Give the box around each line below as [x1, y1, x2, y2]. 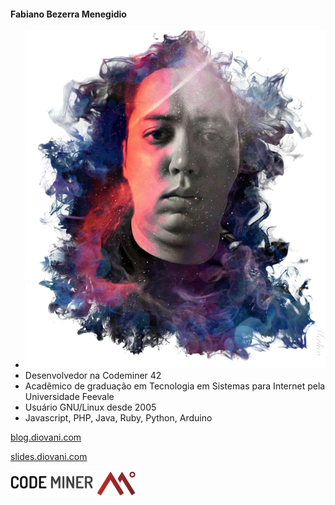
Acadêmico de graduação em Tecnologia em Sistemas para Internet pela [24, 380, 326, 392]
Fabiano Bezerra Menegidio [10, 8, 127, 20]
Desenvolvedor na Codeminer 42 [24, 370, 162, 382]
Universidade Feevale [24, 391, 115, 403]
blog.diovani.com [10, 431, 82, 444]
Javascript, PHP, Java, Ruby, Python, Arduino [24, 412, 213, 424]
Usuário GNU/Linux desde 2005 [24, 401, 157, 414]
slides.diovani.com [10, 451, 88, 463]
